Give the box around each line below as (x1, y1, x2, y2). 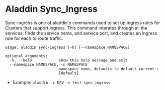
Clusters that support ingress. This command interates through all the (5, 25, 148, 30)
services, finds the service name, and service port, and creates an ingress (5, 30, 158, 36)
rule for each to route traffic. (5, 35, 63, 41)
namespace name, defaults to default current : (58, 66, 159, 71)
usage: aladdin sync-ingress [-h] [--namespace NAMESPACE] (5, 45, 130, 50)
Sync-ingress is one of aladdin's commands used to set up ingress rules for (5, 20, 161, 26)
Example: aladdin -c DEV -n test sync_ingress (12, 79, 111, 85)
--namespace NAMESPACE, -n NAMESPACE (9, 62, 88, 67)
